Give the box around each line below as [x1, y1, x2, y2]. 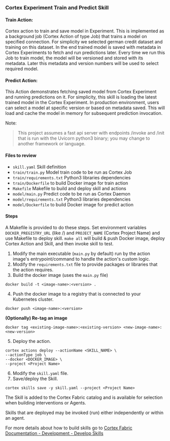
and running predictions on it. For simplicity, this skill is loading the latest [5, 94, 157, 100]
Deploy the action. [12, 338, 51, 344]
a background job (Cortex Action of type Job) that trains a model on [5, 34, 147, 40]
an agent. [5, 415, 25, 421]
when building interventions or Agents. [5, 399, 86, 405]
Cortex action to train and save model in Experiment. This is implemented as [5, 28, 164, 34]
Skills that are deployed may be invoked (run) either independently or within [5, 409, 164, 416]
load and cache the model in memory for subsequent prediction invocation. [5, 110, 163, 116]
